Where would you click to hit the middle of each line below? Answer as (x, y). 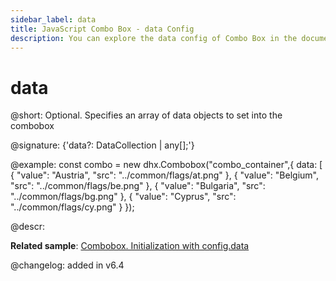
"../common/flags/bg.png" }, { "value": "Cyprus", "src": (123, 197)
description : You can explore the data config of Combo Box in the (154, 38)
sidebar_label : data (53, 19)
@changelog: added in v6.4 (67, 265)
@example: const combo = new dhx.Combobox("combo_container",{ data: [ (166, 165)
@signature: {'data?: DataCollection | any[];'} (102, 145)
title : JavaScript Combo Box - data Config (102, 29)
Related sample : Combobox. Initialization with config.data (130, 246)
